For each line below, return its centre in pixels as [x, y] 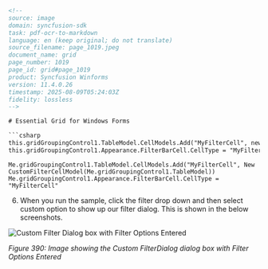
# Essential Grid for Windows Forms [69, 121]
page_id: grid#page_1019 [49, 70]
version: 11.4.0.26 [41, 84]
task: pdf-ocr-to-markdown [53, 33]
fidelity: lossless [41, 99]
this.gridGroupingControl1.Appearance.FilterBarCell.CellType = [117, 150]
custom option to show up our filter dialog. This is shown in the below [134, 209]
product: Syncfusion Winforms [59, 77]
